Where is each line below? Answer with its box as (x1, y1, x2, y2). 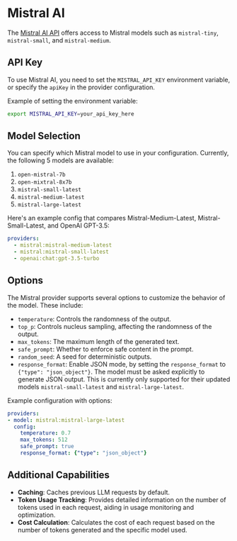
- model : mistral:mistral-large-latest (7, 416, 125, 423)
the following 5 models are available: (7, 156, 115, 164)
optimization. (17, 511, 56, 519)
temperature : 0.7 (20, 430, 71, 437)
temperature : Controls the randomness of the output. (17, 314, 172, 323)
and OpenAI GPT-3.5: (47, 221, 110, 230)
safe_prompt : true (20, 443, 74, 450)
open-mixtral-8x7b (17, 179, 72, 186)
